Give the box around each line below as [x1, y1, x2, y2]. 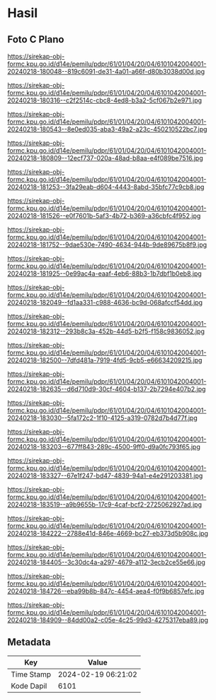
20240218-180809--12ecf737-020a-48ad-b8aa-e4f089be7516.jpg [7, 154, 203, 162]
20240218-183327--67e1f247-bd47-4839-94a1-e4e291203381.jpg [7, 471, 203, 480]
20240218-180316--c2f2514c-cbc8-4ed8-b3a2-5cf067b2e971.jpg [7, 96, 203, 104]
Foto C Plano [7, 33, 64, 45]
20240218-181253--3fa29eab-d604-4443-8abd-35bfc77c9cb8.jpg [7, 183, 205, 191]
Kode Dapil [11, 681, 47, 691]
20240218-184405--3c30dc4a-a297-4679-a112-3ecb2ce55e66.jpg [7, 558, 205, 566]
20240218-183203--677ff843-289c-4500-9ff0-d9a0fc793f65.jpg [7, 443, 200, 451]
